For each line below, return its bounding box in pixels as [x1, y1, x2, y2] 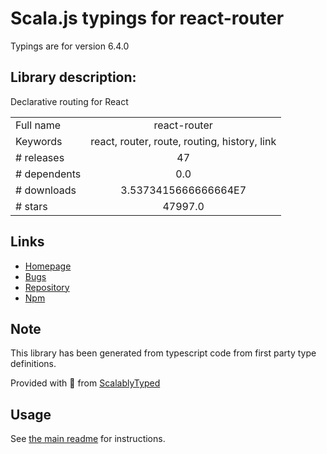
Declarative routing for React [10, 95, 129, 107]
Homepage [24, 260, 72, 272]
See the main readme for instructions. [10, 433, 166, 445]
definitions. [10, 358, 57, 370]
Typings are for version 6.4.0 [10, 40, 130, 52]
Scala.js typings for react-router [10, 7, 285, 30]
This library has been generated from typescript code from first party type [10, 347, 317, 359]
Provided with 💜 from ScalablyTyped [10, 377, 161, 389]
